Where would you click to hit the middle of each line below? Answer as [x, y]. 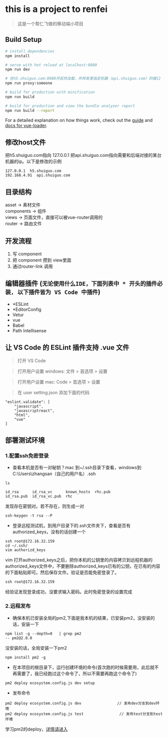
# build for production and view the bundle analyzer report [70, 106]
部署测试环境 [25, 440]
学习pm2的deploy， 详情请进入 [37, 729]
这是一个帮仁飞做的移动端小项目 [50, 23]
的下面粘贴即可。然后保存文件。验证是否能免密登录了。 [62, 573]
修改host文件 [25, 142]
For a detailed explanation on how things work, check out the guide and [79, 120]
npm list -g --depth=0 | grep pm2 [43, 634]
